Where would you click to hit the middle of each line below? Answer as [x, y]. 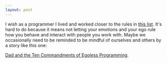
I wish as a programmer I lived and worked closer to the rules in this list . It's [84, 24]
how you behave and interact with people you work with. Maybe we [75, 34]
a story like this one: [26, 45]
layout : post [19, 10]
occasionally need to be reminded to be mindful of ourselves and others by [83, 40]
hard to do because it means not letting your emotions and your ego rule [80, 29]
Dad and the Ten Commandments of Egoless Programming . [67, 55]
